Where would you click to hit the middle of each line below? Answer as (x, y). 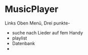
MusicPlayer (32, 9)
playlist (19, 38)
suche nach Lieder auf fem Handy (48, 32)
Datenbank (24, 43)
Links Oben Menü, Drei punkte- (37, 23)
